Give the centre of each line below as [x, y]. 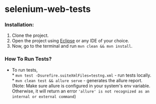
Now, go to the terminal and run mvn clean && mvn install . [72, 46]
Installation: [19, 25]
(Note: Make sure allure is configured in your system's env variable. [81, 86]
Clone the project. [30, 35]
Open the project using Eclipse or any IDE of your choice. [71, 41]
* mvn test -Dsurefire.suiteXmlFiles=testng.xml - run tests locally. [81, 75]
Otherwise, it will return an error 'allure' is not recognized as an [80, 91]
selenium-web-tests [48, 9]
